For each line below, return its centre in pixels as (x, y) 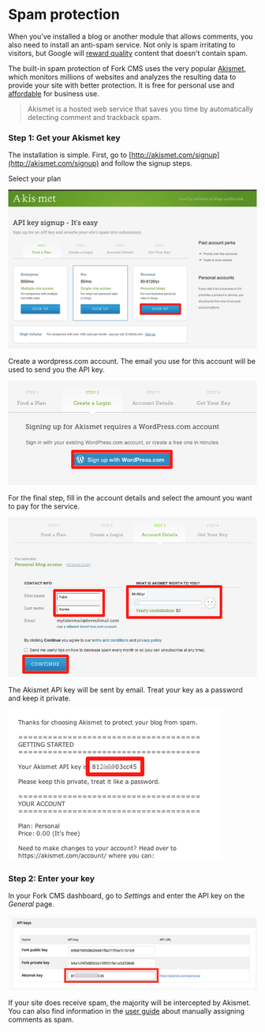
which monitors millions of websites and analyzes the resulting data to (122, 77)
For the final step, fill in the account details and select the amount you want (130, 498)
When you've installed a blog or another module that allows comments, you (131, 36)
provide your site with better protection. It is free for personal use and (121, 85)
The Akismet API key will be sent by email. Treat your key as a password (125, 689)
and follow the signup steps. (147, 163)
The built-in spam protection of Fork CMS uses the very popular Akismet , (127, 68)
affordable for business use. (54, 93)
